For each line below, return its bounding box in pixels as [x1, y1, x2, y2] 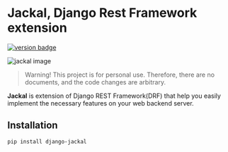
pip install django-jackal [7, 138, 87, 145]
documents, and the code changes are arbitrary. [24, 77, 166, 86]
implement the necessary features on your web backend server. [7, 99, 194, 107]
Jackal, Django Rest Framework [7, 5, 198, 21]
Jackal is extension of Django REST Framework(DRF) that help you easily [7, 91, 222, 100]
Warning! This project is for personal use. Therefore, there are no [24, 70, 215, 79]
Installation [7, 120, 58, 132]
